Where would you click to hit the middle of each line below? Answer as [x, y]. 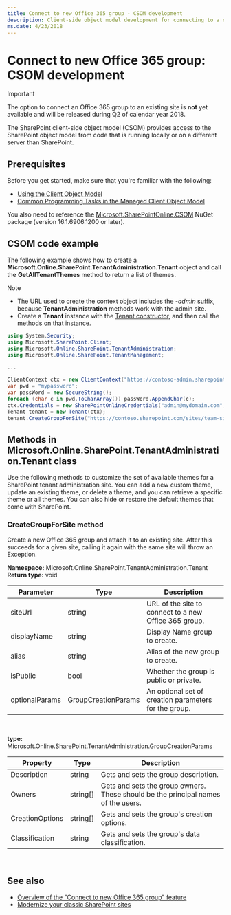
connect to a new [175, 612]
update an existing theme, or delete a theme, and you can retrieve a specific [115, 492]
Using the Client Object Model [60, 194]
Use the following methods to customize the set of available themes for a [111, 478]
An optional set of [175, 691]
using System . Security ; [41, 335]
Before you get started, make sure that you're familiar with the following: [109, 181]
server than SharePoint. [41, 142]
